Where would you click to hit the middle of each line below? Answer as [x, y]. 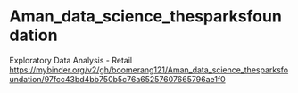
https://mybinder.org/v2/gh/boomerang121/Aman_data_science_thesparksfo [149, 70]
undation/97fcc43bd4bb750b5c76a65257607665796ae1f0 [117, 79]
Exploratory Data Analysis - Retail [70, 60]
